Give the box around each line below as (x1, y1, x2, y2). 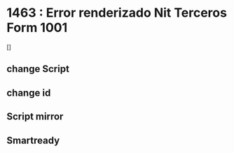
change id (6, 87, 51, 99)
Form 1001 (6, 20, 68, 36)
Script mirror (6, 110, 64, 123)
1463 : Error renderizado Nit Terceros (6, 5, 227, 21)
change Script (6, 63, 69, 75)
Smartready (6, 134, 60, 146)
